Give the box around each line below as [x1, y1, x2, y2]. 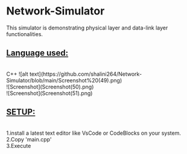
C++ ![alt [6, 70, 28, 78]
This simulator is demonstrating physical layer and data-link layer [6, 24, 168, 31]
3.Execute [6, 142, 31, 149]
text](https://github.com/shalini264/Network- [29, 70, 142, 78]
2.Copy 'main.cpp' [6, 135, 52, 143]
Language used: [6, 48, 69, 58]
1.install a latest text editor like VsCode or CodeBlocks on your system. [6, 129, 181, 137]
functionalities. [6, 30, 43, 37]
